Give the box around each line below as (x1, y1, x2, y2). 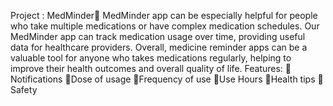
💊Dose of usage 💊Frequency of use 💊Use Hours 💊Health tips (64, 73, 316, 85)
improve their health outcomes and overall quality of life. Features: (10, 63, 283, 74)
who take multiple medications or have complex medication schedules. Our (10, 20, 320, 32)
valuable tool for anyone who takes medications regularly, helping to (10, 52, 292, 64)
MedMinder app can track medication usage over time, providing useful (10, 31, 306, 42)
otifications (10, 73, 63, 85)
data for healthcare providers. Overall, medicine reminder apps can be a (10, 41, 308, 53)
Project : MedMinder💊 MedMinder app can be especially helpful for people (10, 10, 318, 21)
